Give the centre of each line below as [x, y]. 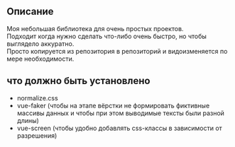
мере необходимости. [40, 59]
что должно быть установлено [78, 81]
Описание [30, 12]
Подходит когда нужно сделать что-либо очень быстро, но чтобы [107, 36]
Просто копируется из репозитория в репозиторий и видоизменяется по [117, 51]
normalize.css [37, 98]
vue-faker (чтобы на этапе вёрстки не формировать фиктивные [113, 105]
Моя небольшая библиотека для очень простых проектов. [95, 28]
